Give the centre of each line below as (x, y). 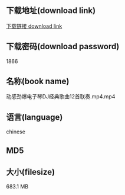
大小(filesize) (30, 172)
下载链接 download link (34, 26)
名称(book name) (38, 81)
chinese (16, 132)
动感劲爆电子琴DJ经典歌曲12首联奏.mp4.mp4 (61, 97)
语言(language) (34, 117)
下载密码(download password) (63, 47)
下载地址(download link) (51, 11)
